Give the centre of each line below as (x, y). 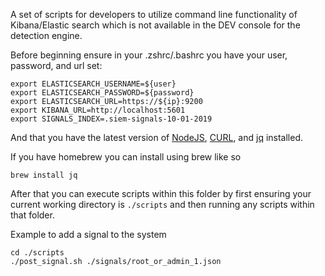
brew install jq (44, 175)
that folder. (32, 215)
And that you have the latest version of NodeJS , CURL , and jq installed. (157, 137)
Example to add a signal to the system (88, 234)
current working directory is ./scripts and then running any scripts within (162, 204)
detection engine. (46, 35)
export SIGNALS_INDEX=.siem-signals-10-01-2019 (111, 119)
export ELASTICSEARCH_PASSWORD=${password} (102, 93)
